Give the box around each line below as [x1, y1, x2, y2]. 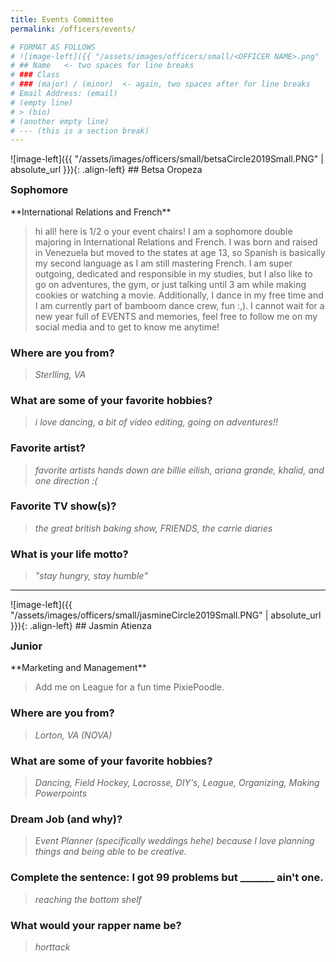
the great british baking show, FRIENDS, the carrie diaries [34, 522, 273, 534]
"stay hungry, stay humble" [34, 570, 148, 582]
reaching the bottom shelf [34, 893, 142, 905]
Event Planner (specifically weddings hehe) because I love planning [34, 835, 315, 847]
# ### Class [10, 70, 60, 80]
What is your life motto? [10, 547, 129, 561]
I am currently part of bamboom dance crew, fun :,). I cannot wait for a [34, 299, 325, 311]
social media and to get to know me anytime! [34, 321, 220, 333]
